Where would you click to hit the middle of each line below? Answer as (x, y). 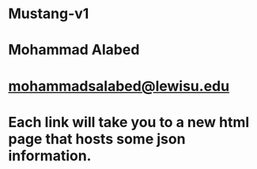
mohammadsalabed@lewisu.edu (119, 86)
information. (50, 156)
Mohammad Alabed (74, 50)
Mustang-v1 (49, 14)
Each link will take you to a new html (129, 122)
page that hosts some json (97, 139)
